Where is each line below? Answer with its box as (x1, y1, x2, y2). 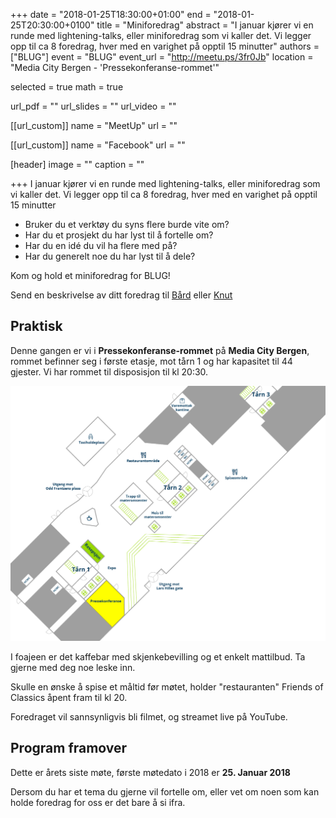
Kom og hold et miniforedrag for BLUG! (10, 270, 171, 281)
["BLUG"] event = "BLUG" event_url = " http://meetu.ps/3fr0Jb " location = (10, 51, 314, 63)
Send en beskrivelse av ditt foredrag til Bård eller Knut (10, 289, 233, 301)
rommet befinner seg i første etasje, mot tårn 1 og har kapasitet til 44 (10, 355, 293, 367)
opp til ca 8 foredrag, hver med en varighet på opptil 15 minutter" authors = (10, 40, 320, 52)
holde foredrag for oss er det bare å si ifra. (10, 796, 186, 808)
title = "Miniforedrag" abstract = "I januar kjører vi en (96, 19, 314, 31)
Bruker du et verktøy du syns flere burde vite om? (24, 219, 230, 230)
